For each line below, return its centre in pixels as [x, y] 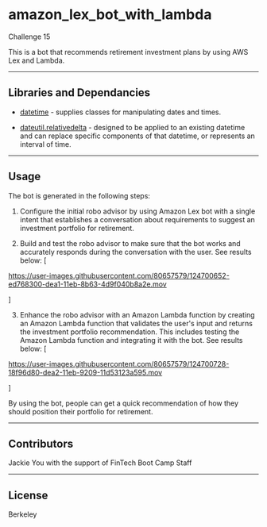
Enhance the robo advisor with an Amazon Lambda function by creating [137, 314]
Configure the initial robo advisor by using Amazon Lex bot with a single [137, 211]
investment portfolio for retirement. [77, 228]
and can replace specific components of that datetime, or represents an [137, 136]
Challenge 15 [29, 37]
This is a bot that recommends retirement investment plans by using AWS [128, 52]
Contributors [41, 443]
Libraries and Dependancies [79, 93]
